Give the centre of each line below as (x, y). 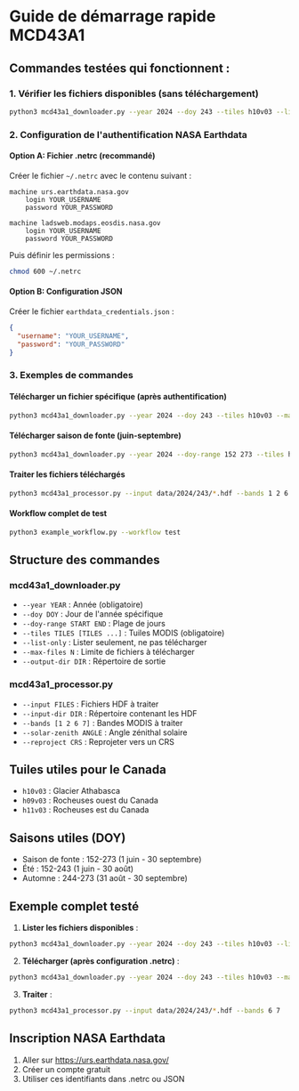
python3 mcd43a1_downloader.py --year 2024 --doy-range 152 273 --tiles (147, 454)
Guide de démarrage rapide (113, 16)
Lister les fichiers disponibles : (80, 928)
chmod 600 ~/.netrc (45, 271)
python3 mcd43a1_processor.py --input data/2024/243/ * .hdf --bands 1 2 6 (149, 493)
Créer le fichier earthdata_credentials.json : (92, 311)
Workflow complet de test (58, 513)
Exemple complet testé (74, 906)
